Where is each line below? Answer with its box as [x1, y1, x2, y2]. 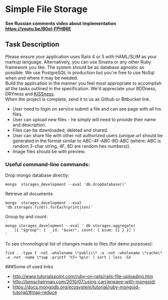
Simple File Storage [5, 4, 88, 15]
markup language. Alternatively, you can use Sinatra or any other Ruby [5, 59, 151, 65]
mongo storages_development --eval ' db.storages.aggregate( [5, 223, 136, 228]
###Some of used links [5, 263, 54, 269]
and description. [12, 122, 47, 128]
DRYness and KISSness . [5, 91, 55, 97]
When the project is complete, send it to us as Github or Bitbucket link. [5, 96, 151, 102]
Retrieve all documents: [5, 190, 54, 196]
